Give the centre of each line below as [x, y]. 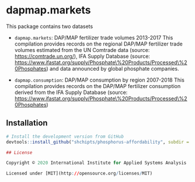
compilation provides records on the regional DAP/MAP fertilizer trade [98, 44]
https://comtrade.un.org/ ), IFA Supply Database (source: [82, 56]
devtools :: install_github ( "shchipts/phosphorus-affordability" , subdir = [98, 142]
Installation [27, 123]
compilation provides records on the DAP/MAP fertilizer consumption [97, 86]
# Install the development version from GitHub [65, 136]
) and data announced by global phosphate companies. [113, 68]
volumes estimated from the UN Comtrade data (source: [82, 50]
